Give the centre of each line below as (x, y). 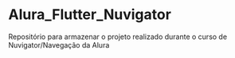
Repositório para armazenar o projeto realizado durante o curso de (118, 37)
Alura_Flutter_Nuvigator (90, 15)
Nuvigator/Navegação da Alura (59, 44)
